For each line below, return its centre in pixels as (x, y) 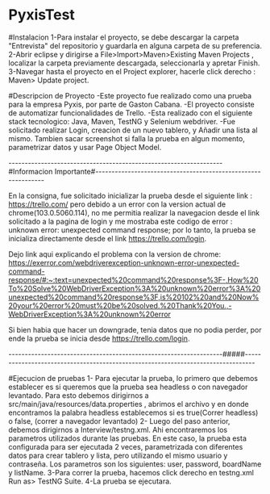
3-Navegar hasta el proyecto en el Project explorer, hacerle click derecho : (132, 71)
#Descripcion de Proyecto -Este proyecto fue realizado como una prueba (130, 95)
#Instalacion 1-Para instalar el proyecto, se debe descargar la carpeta (124, 37)
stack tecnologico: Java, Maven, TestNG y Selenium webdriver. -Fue (122, 121)
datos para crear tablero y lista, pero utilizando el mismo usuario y (118, 455)
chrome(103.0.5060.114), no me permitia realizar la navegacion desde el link (134, 212)
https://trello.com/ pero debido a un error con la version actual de (117, 204)
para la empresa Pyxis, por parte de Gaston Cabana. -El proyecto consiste (132, 104)
